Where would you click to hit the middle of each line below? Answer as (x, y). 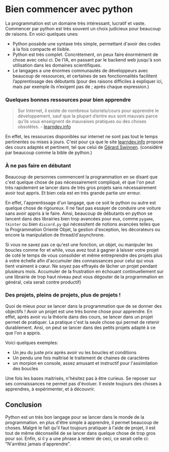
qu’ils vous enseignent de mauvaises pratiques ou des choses (82, 122)
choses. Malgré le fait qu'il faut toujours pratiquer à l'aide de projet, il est (80, 428)
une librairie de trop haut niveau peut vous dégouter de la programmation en (84, 276)
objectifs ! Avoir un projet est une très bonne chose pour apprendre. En (79, 311)
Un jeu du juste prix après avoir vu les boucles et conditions (74, 352)
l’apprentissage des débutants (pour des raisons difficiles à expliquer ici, (88, 81)
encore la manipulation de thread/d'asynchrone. (55, 235)
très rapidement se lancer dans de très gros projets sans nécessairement (81, 187)
